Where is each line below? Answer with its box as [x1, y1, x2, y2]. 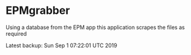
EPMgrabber [5, 4, 70, 18]
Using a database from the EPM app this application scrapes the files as [5, 24, 185, 31]
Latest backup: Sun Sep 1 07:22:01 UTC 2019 [5, 42, 117, 49]
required [5, 30, 27, 37]
